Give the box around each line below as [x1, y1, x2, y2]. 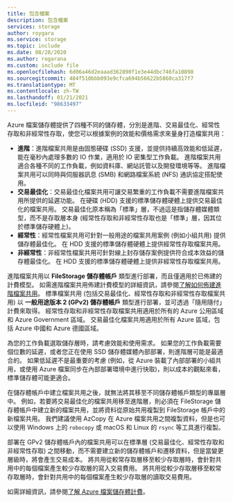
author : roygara [7, 29, 54, 37]
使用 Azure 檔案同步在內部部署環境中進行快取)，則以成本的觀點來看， [25, 364, 224, 373]
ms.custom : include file [7, 62, 79, 69]
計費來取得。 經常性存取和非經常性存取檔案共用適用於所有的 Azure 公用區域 [7, 307, 224, 315]
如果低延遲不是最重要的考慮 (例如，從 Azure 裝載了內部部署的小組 [26, 356, 216, 364]
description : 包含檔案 [7, 17, 69, 24]
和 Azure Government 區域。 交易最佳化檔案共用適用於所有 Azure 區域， [7, 315, 214, 323]
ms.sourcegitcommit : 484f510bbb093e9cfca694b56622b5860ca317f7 [7, 74, 194, 82]
